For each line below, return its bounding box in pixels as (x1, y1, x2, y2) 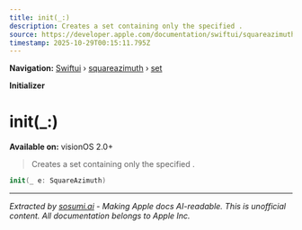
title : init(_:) (9, 13, 70, 22)
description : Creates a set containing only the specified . (9, 22, 244, 31)
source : (9, 30, 39, 39)
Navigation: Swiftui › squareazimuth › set (9, 63, 163, 74)
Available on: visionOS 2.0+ (9, 141, 114, 153)
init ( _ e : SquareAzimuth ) (9, 176, 106, 185)
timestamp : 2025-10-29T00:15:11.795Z (9, 38, 151, 48)
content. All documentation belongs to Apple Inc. (9, 210, 191, 221)
